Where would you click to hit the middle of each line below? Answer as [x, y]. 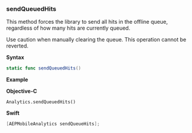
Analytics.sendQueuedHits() [41, 102]
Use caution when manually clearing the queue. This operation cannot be [96, 40]
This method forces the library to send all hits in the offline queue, [87, 22]
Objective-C [22, 91]
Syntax [15, 58]
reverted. [17, 46]
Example [17, 80]
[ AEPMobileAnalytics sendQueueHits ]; [53, 124]
